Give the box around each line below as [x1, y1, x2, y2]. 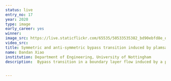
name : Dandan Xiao [5, 50, 44, 55]
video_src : [5, 40, 28, 46]
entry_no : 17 [5, 12, 33, 17]
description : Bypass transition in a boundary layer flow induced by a [5, 59, 163, 64]
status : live [5, 7, 33, 13]
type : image [5, 21, 31, 27]
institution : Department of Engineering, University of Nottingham [5, 54, 152, 60]
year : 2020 [5, 17, 28, 22]
